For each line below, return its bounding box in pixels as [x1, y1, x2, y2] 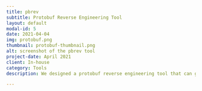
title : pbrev [6, 8, 39, 15]
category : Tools [6, 64, 47, 71]
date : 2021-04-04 [6, 31, 50, 37]
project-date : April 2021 [6, 54, 71, 60]
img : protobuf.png [6, 37, 52, 43]
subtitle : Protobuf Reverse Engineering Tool [6, 14, 122, 20]
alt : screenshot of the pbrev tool [6, 48, 96, 54]
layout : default [6, 20, 47, 26]
